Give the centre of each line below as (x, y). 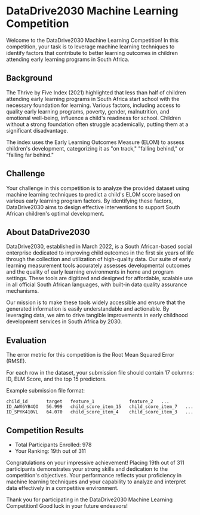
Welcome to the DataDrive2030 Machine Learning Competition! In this (93, 40)
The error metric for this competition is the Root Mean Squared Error (90, 355)
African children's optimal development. (55, 213)
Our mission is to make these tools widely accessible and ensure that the (96, 302)
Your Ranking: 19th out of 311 (50, 451)
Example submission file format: (46, 391)
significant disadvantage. (37, 130)
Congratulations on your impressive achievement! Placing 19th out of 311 (95, 462)
